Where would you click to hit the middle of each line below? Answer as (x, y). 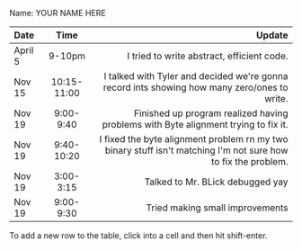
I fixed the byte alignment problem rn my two (194, 139)
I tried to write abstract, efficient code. (208, 56)
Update (272, 35)
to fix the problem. (249, 161)
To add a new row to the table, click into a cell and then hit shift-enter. (138, 236)
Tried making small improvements (217, 208)
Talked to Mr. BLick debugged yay (216, 182)
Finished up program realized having (211, 113)
